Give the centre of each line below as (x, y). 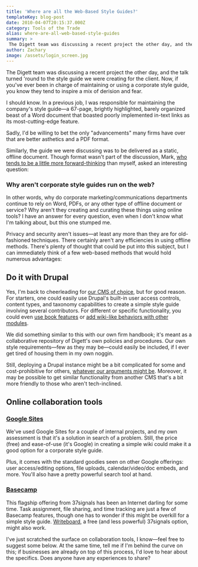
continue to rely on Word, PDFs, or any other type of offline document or (94, 204)
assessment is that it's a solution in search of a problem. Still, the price (92, 438)
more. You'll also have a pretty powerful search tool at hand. (79, 474)
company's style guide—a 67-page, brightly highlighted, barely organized (96, 109)
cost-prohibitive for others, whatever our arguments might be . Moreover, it (96, 371)
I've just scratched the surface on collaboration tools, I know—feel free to (95, 539)
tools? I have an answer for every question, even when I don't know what (95, 216)
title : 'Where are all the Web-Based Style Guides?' (72, 12)
